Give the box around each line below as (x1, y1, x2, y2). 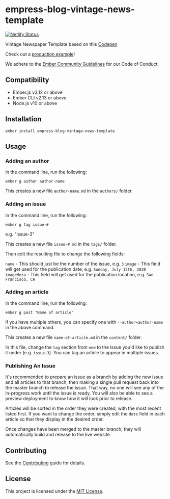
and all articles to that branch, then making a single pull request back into (5, 379, 159, 385)
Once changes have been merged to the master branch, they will (5, 426, 141, 432)
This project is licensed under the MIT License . (5, 488, 104, 494)
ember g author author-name (5, 179, 65, 184)
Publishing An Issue (5, 362, 56, 369)
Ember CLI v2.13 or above (12, 94, 67, 100)
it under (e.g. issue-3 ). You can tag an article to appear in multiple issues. (5, 349, 159, 355)
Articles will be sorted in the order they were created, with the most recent (5, 405, 161, 411)
